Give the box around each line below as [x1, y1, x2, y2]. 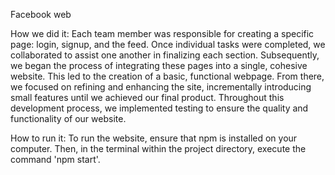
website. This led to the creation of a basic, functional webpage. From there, [10, 70, 325, 82]
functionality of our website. [10, 113, 127, 124]
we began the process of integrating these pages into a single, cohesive [10, 60, 308, 71]
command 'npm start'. [10, 154, 101, 165]
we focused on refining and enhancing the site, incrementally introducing [10, 81, 312, 93]
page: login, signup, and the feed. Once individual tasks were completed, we [10, 39, 326, 50]
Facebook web [10, 9, 72, 20]
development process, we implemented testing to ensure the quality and [10, 102, 309, 114]
